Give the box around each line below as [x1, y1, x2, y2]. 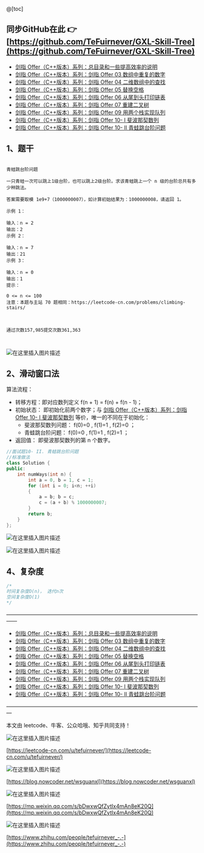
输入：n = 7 [6, 244, 34, 251]
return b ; [28, 511, 53, 517]
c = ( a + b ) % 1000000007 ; [38, 499, 107, 506]
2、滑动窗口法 [6, 369, 59, 379]
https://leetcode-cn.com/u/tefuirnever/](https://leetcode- [8, 747, 152, 754]
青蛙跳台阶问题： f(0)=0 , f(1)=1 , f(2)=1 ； [24, 429, 129, 436]
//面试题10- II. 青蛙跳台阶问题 [6, 449, 79, 455]
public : [6, 466, 26, 472]
